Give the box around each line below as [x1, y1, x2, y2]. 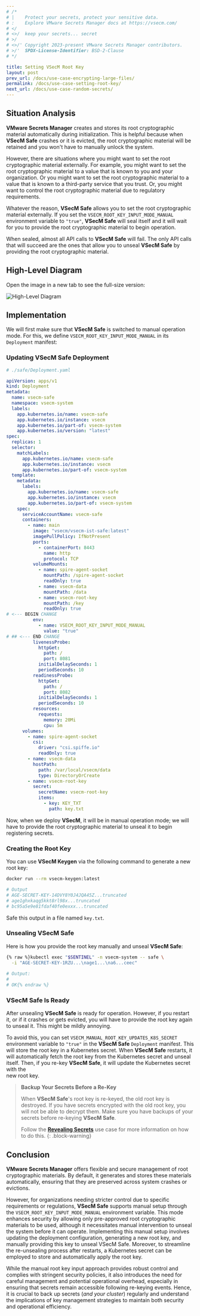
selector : [11, 445, 36, 451]
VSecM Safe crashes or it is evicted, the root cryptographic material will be [6, 137, 192, 144]
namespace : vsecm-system [11, 400, 73, 407]
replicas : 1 [11, 439, 42, 445]
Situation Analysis [6, 108, 76, 118]
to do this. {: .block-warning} [20, 1132, 92, 1140]
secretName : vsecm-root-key [38, 789, 109, 795]
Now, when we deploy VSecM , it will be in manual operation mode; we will [6, 817, 189, 824]
